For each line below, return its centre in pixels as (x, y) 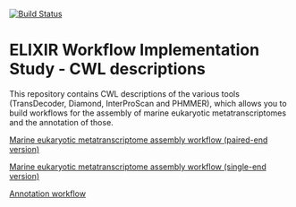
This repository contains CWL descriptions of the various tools (124, 93)
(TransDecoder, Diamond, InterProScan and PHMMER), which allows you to (148, 103)
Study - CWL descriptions (107, 69)
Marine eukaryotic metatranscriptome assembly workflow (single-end (138, 167)
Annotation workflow (48, 194)
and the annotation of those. (61, 122)
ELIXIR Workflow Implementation (135, 50)
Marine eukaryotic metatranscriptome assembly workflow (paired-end (139, 140)
